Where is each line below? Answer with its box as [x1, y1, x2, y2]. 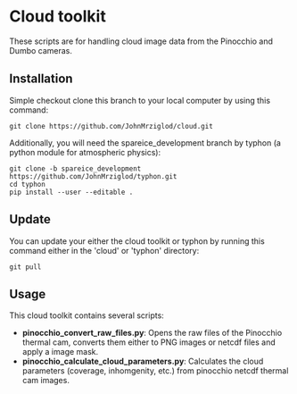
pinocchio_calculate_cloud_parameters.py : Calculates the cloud [21, 356, 264, 367]
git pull [9, 262, 42, 272]
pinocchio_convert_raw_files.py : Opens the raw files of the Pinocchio [21, 328, 283, 339]
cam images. [21, 375, 70, 386]
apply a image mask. [21, 347, 99, 357]
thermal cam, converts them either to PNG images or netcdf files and [21, 337, 276, 348]
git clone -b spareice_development [9, 163, 142, 173]
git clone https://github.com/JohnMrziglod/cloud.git [9, 122, 214, 130]
